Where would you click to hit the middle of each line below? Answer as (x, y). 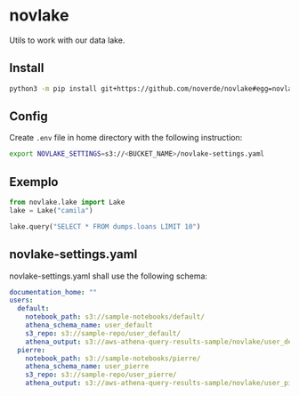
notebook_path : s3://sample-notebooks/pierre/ (113, 358)
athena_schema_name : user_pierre (87, 367)
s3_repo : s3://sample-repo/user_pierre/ (101, 375)
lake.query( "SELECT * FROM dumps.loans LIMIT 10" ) (105, 226)
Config (28, 117)
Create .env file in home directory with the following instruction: (126, 138)
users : (21, 300)
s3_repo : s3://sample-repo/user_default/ (103, 333)
